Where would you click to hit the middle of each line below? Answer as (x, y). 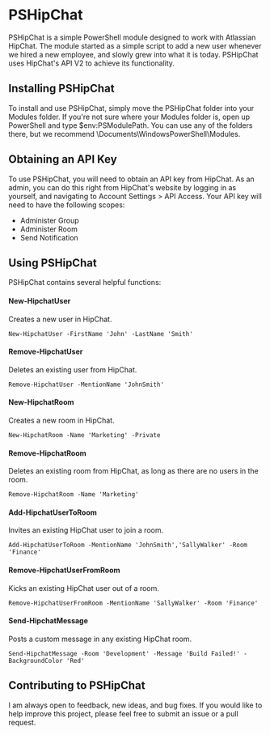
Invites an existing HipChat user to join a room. (86, 530)
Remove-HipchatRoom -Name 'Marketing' (74, 495)
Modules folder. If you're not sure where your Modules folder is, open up (129, 117)
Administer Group (49, 220)
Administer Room (49, 229)
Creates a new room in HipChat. (61, 420)
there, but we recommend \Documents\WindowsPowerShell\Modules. (124, 134)
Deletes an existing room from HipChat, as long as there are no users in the (133, 471)
